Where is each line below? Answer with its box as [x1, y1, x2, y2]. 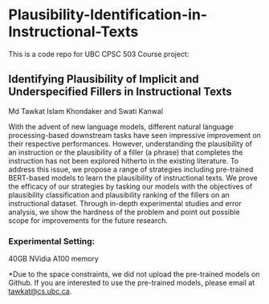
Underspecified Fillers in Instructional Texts [8, 85, 233, 99]
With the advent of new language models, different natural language [8, 122, 234, 132]
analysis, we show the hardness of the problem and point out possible [8, 207, 240, 217]
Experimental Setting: [8, 235, 96, 246]
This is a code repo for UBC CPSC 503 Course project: [8, 49, 190, 59]
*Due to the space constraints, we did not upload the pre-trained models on [8, 270, 260, 279]
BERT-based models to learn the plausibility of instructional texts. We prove [8, 172, 259, 182]
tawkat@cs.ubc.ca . [8, 286, 72, 296]
